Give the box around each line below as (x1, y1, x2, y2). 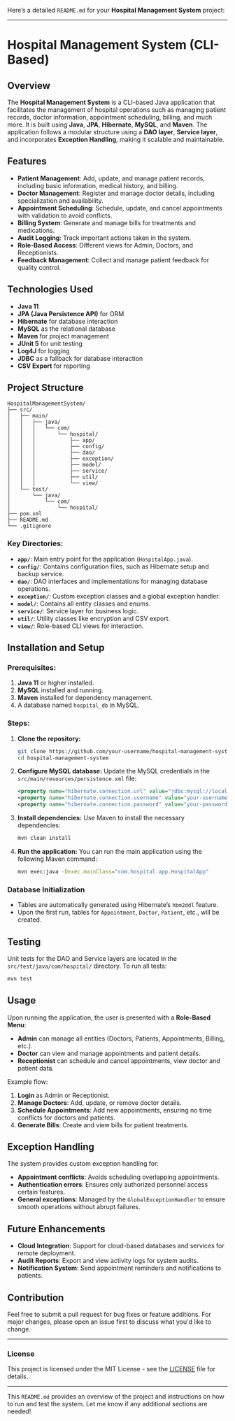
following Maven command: (17, 855, 98, 863)
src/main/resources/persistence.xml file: (17, 774, 137, 783)
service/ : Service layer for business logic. (17, 606, 138, 615)
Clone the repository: (17, 734, 81, 743)
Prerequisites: (7, 663, 57, 673)
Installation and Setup (7, 642, 105, 654)
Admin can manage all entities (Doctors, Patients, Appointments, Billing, (17, 1034, 225, 1043)
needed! (7, 1407, 31, 1415)
